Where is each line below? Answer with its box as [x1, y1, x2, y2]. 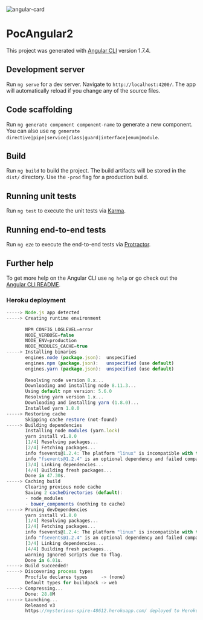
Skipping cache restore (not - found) [25, 417, 118, 423]
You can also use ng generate [6, 127, 80, 134]
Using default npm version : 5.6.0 [25, 388, 112, 395]
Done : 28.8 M [25, 591, 56, 597]
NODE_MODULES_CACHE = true [25, 343, 88, 349]
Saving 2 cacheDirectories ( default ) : [25, 490, 123, 496]
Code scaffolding [6, 105, 72, 115]
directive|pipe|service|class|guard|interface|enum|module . [6, 133, 159, 140]
